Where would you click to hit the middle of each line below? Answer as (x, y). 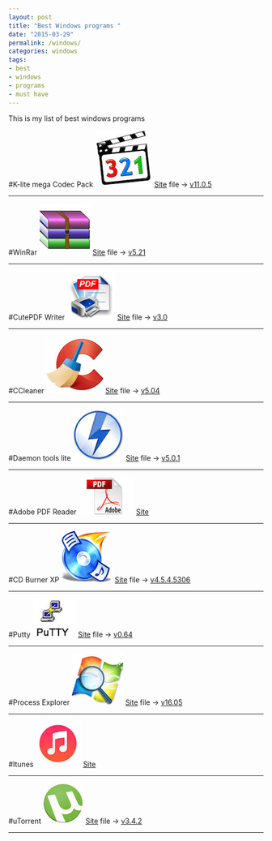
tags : (17, 60)
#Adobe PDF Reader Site (79, 512)
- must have (28, 94)
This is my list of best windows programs (77, 118)
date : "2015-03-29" (41, 34)
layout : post (30, 17)
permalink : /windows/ (45, 43)
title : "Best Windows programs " (65, 26)
